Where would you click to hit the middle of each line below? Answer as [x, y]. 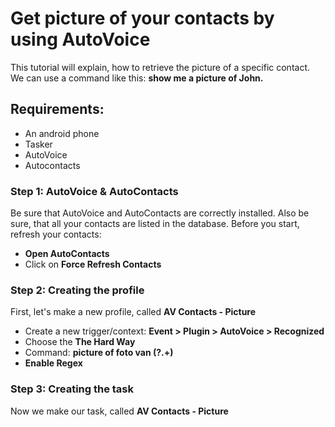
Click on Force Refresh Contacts [93, 264]
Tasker [38, 144]
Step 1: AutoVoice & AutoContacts [94, 191]
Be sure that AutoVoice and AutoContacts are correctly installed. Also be [160, 213]
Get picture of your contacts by [142, 18]
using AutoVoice [80, 39]
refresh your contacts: [56, 234]
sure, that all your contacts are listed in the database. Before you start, [155, 224]
